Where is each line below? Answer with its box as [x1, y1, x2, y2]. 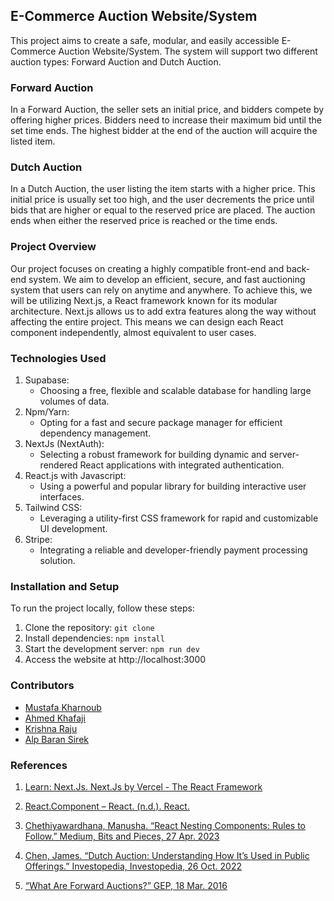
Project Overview [10, 240, 97, 254]
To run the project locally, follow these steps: [10, 602, 195, 614]
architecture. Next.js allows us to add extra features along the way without [10, 305, 317, 317]
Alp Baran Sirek [24, 733, 89, 745]
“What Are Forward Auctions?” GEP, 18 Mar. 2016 [24, 879, 228, 891]
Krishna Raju [24, 722, 78, 734]
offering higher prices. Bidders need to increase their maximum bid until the [10, 114, 322, 126]
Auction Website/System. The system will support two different [58, 45, 318, 57]
